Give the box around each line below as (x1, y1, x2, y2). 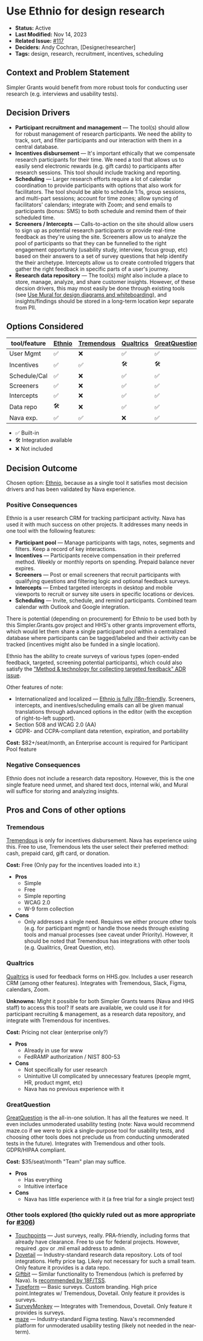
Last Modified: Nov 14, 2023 (14, 30, 87, 38)
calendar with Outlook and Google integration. (14, 604, 130, 611)
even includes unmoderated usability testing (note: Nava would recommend (6, 1121, 195, 1128)
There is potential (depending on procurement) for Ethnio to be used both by (6, 615, 197, 622)
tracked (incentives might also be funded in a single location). (6, 641, 160, 648)
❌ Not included (14, 445, 53, 452)
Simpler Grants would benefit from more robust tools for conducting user (6, 84, 188, 91)
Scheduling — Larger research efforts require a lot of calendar (14, 175, 172, 182)
